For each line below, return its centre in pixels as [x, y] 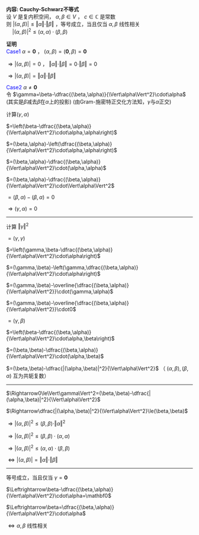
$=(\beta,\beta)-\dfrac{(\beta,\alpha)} [52, 350]
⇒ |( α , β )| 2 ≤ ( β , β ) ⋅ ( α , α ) [39, 436]
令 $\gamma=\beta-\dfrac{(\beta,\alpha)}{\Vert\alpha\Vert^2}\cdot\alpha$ [96, 94]
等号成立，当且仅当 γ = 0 [37, 478]
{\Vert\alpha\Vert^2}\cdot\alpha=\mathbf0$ [59, 496]
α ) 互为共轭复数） [28, 376]
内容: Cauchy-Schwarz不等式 [43, 9]
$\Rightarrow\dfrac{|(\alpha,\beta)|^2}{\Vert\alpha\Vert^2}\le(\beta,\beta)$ [97, 411]
